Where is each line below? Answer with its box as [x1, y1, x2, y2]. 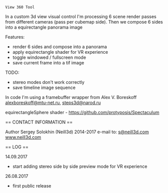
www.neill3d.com [5, 134, 41, 140]
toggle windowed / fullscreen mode [12, 54, 87, 60]
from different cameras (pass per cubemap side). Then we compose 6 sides [5, 19, 163, 25]
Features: [5, 34, 25, 40]
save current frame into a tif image [12, 60, 85, 65]
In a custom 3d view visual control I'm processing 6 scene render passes [5, 14, 157, 20]
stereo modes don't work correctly [12, 79, 85, 85]
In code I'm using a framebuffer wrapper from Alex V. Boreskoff [5, 94, 137, 100]
